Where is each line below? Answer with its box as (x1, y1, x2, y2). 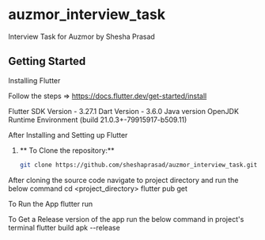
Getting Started (8, 55, 86, 68)
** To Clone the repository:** (19, 145, 115, 155)
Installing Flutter (8, 75, 61, 85)
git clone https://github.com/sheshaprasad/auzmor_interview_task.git (19, 161, 258, 169)
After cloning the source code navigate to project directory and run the (8, 175, 239, 185)
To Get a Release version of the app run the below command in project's (8, 214, 244, 223)
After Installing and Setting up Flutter (8, 130, 128, 139)
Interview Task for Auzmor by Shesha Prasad (8, 32, 156, 41)
